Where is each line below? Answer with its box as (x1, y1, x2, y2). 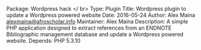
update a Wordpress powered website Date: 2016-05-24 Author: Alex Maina (6, 11, 196, 19)
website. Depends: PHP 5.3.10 (6, 37, 80, 44)
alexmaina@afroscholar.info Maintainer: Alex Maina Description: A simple (6, 18, 188, 25)
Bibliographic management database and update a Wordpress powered (6, 31, 184, 38)
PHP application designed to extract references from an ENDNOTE (6, 24, 172, 31)
